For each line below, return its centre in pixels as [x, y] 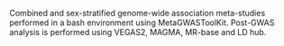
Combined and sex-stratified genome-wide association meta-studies [137, 13]
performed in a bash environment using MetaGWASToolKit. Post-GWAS [142, 23]
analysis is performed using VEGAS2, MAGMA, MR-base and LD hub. [138, 32]
